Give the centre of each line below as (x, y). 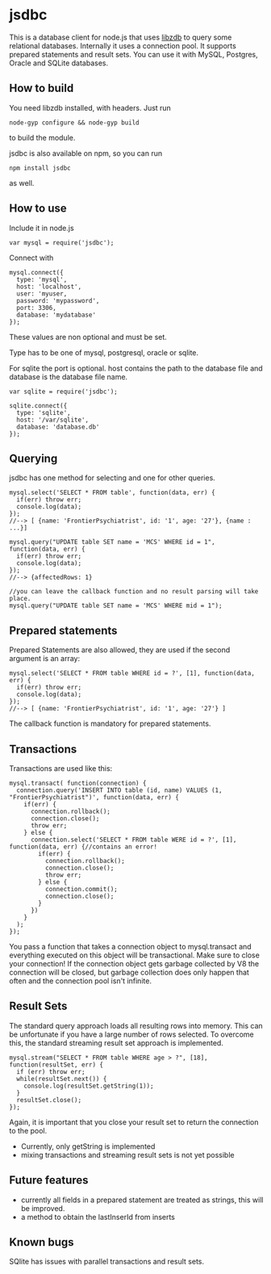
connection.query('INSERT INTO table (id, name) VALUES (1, (119, 790)
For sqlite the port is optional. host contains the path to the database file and (136, 368)
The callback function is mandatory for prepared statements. (110, 723)
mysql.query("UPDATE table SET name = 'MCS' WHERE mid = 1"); (116, 606)
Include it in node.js (42, 228)
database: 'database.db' (58, 427)
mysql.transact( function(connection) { (78, 783)
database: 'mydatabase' (56, 315)
